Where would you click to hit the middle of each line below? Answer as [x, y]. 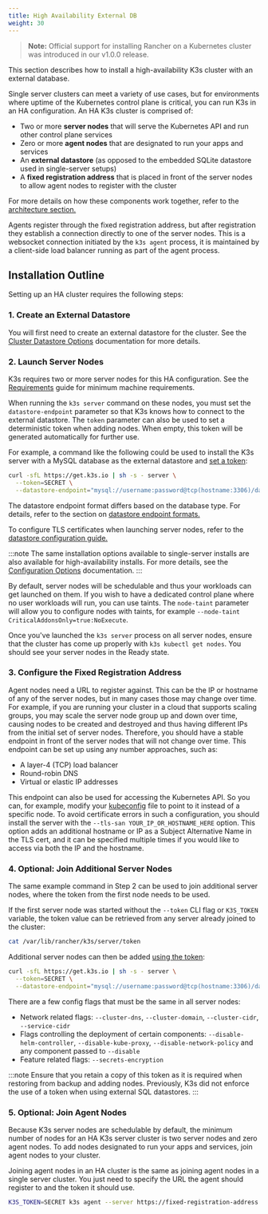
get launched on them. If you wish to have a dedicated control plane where [131, 594]
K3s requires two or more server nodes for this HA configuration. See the [128, 379]
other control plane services [66, 134]
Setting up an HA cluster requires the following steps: [96, 294]
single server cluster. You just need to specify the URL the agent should [126, 1179]
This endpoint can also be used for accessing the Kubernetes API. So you [129, 797]
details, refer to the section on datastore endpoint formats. [104, 514]
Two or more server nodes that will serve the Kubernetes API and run [134, 126]
